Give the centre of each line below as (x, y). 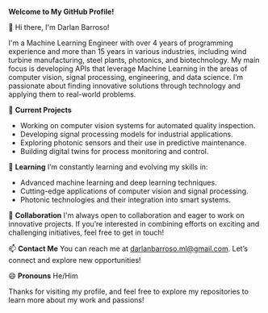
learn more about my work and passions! (76, 300)
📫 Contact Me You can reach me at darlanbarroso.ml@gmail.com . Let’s (128, 248)
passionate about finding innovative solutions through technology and (124, 86)
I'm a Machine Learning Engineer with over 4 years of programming (121, 43)
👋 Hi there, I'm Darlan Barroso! (59, 27)
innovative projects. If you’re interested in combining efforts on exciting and (134, 224)
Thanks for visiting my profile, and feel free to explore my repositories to (128, 291)
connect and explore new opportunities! (75, 260)
